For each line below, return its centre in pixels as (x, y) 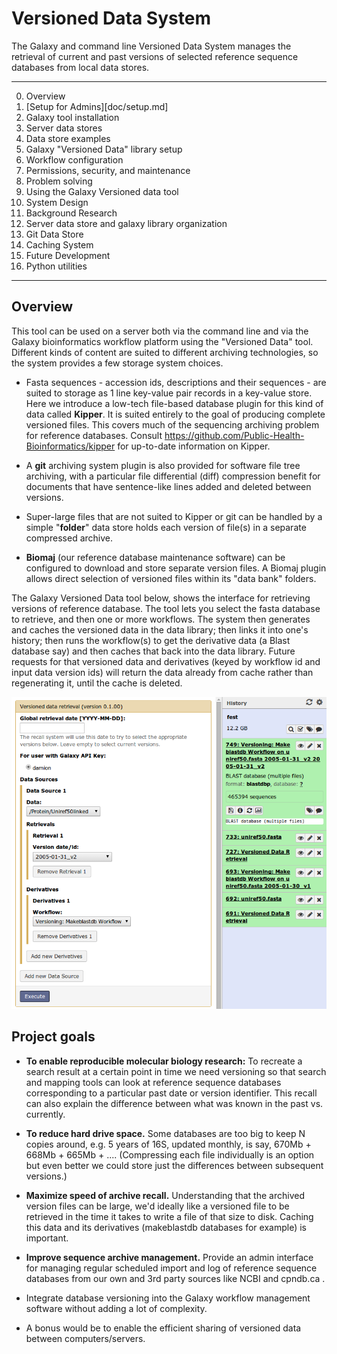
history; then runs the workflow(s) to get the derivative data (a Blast (151, 640)
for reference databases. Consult (94, 435)
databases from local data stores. (80, 67)
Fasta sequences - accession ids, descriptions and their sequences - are (176, 382)
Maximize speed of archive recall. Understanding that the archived (165, 1195)
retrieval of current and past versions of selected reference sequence (155, 56)
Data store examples (68, 138)
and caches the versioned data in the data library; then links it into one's (160, 629)
